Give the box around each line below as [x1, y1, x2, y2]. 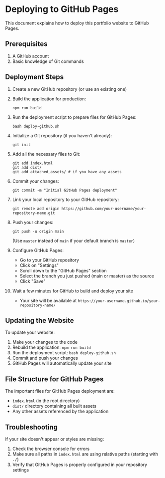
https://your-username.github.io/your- [78, 298, 161, 303]
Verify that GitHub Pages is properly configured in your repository [12, 462, 148, 468]
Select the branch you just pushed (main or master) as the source [19, 273, 155, 279]
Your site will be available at [19, 297, 77, 303]
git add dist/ [12, 165, 42, 170]
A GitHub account [12, 53, 49, 59]
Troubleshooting [5, 423, 58, 431]
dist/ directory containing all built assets [12, 403, 97, 409]
